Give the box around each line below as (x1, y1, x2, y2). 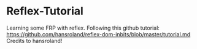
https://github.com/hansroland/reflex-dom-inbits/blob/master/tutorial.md (6, 30, 191, 38)
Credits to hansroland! (6, 37, 63, 44)
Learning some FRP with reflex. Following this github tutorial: (6, 24, 160, 31)
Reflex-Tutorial (6, 4, 84, 18)
